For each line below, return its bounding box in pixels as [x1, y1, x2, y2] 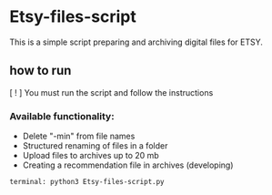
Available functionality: [9, 109, 116, 122]
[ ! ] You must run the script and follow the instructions [9, 87, 214, 97]
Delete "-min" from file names [22, 130, 136, 142]
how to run [9, 63, 72, 78]
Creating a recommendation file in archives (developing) [22, 159, 234, 170]
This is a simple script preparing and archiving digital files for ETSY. [9, 36, 264, 47]
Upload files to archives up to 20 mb [22, 150, 159, 161]
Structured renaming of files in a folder [22, 140, 168, 151]
